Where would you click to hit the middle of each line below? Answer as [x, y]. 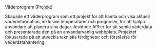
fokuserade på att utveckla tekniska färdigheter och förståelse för [71, 37]
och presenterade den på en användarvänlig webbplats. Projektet [71, 32]
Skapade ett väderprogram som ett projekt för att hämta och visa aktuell [78, 16]
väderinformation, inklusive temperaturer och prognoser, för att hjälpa [75, 22]
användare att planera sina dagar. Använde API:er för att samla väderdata [79, 27]
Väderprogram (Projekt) [29, 7]
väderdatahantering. [26, 42]
